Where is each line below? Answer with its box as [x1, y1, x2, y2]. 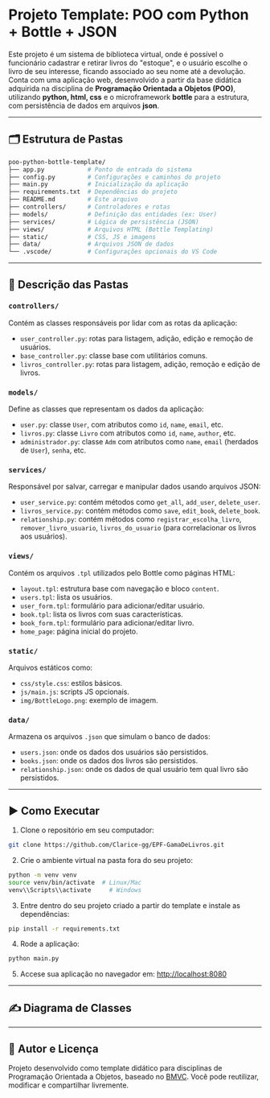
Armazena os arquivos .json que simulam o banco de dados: [8, 732, 211, 741]
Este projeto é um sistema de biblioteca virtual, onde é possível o [8, 49, 223, 59]
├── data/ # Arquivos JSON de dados [8, 240, 174, 249]
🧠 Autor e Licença [8, 1042, 99, 1055]
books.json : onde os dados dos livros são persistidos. [19, 756, 198, 766]
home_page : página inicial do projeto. [19, 626, 138, 636]
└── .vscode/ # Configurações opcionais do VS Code [8, 248, 218, 256]
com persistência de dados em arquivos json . [8, 101, 160, 110]
